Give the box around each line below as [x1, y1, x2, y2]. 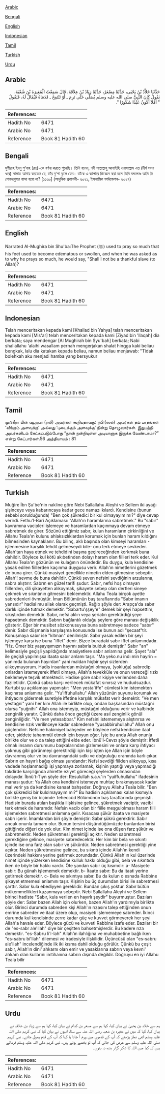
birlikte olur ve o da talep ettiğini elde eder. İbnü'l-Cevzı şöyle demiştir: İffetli [5, 737, 160, 743]
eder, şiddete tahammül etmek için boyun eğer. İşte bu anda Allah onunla [5, 732, 152, 738]
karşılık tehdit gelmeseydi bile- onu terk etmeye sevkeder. [30, 543, 147, 549]
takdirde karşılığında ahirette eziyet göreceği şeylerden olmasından [5, 768, 141, 774]
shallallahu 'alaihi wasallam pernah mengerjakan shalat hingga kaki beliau [5, 343, 154, 349]
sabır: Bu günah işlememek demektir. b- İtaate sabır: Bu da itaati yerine [5, 868, 148, 874]
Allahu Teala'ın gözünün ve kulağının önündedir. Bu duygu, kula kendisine [5, 559, 154, 565]
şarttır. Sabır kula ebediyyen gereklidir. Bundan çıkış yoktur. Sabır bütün [5, 883, 150, 889]
